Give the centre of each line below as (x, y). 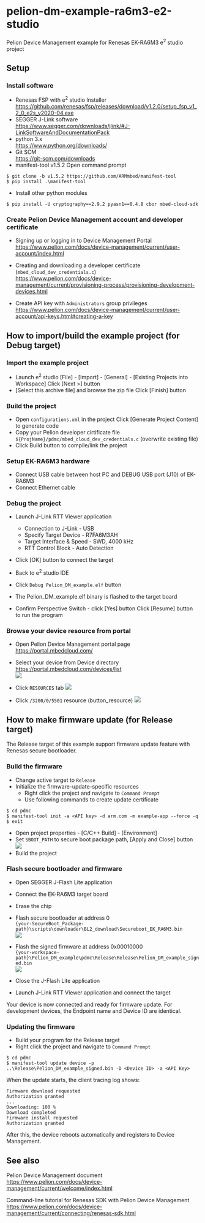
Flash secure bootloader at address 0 (62, 918)
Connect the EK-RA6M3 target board (61, 894)
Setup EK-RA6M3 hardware (48, 461)
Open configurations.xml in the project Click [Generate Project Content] (107, 419)
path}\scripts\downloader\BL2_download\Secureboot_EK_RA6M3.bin (99, 929)
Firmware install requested (42, 1118)
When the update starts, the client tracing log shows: (73, 1080)
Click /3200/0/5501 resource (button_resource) (74, 700)
